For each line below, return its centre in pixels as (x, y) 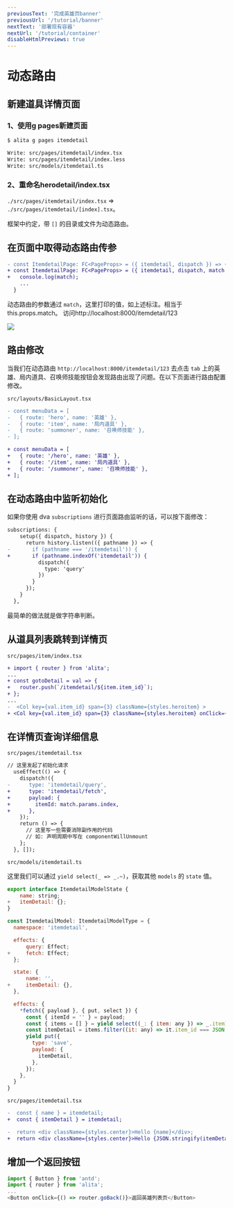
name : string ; (40, 895)
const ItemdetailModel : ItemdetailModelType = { (79, 921)
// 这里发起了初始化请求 (38, 766)
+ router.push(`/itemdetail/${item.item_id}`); (80, 688)
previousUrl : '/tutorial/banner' (55, 20)
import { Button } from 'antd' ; (54, 1178)
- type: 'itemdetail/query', (57, 785)
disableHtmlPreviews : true (46, 40)
